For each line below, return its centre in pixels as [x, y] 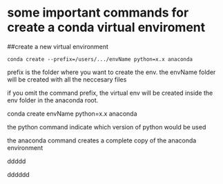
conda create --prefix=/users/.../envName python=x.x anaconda [100, 59]
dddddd [18, 174]
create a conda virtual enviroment [106, 27]
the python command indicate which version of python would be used [107, 127]
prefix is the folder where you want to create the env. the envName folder [111, 72]
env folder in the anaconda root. [53, 100]
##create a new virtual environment [58, 46]
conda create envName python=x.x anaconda [72, 113]
